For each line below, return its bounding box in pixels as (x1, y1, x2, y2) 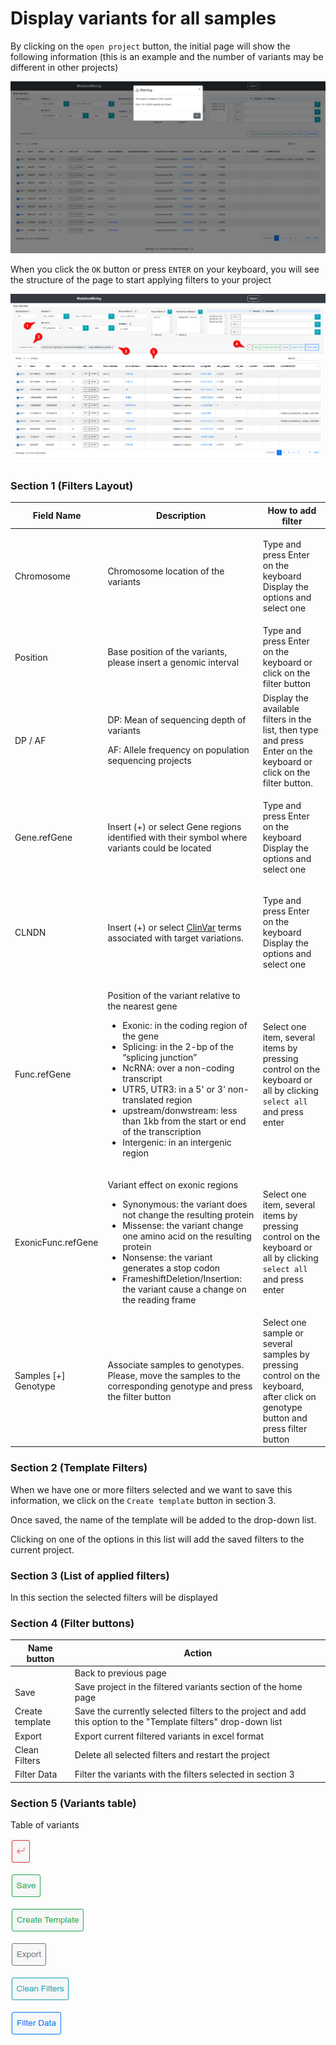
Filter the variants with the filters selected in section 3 (74, 1768, 295, 1781)
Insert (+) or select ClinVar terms (107, 921, 242, 933)
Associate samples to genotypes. (107, 1358, 245, 1371)
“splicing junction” (122, 1052, 198, 1064)
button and (262, 1412, 308, 1424)
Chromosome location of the (107, 565, 225, 577)
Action (183, 1647, 213, 1659)
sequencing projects (107, 755, 192, 767)
